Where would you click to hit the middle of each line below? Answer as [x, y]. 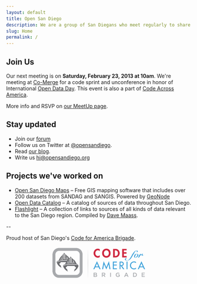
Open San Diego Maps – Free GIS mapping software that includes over [100, 190]
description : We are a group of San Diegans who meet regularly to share [98, 25]
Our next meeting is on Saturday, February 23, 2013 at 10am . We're [89, 76]
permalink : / [22, 37]
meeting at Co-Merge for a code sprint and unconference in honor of [90, 82]
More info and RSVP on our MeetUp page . [57, 106]
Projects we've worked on [55, 176]
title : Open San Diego [34, 19]
